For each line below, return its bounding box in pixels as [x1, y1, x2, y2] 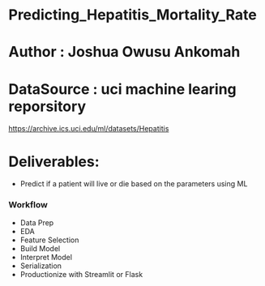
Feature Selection [19, 235, 79, 245]
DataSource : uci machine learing [8, 79, 237, 98]
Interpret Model [19, 252, 73, 262]
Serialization [19, 261, 62, 271]
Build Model [19, 243, 61, 253]
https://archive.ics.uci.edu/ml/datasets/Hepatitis [8, 124, 169, 134]
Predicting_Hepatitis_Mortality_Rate [8, 6, 257, 24]
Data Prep [19, 217, 54, 228]
